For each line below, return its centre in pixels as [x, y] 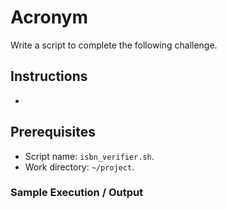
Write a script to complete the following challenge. [114, 45]
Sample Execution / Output [77, 193]
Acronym [49, 17]
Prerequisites [53, 132]
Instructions [49, 76]
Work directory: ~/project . [79, 167]
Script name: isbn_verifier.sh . [89, 156]
